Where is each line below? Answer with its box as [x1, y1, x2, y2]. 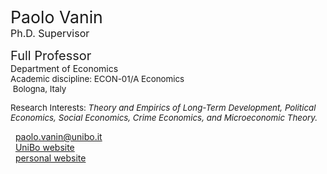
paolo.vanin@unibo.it [14, 131, 103, 142]
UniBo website [14, 142, 75, 153]
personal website [14, 152, 87, 164]
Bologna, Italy [12, 83, 67, 94]
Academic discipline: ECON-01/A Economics [10, 73, 185, 84]
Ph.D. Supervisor [10, 27, 90, 40]
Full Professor [10, 48, 92, 64]
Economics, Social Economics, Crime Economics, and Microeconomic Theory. [10, 112, 318, 123]
